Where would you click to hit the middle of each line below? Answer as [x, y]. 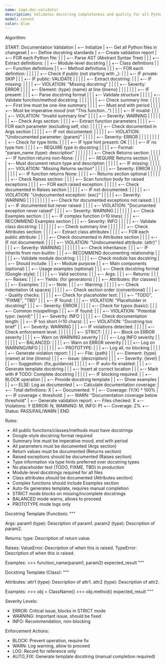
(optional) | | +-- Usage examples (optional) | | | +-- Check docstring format [82, 269]
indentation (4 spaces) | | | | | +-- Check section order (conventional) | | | [79, 290]
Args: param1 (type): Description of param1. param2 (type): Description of [80, 524]
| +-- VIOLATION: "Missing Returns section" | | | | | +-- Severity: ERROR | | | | [83, 169]
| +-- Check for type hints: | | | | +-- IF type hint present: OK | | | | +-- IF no [81, 142]
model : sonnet [20, 19]
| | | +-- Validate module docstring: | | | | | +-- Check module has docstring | [82, 258]
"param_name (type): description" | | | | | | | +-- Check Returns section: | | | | [83, 153]
